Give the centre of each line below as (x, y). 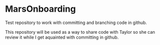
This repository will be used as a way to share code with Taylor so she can (80, 32)
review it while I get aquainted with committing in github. (62, 37)
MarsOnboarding (40, 9)
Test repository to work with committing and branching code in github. (76, 22)
